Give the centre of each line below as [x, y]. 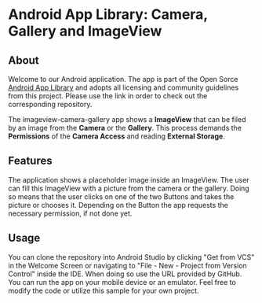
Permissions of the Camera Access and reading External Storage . [116, 136]
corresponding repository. [50, 104]
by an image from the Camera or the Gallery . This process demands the [125, 128]
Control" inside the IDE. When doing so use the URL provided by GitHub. [125, 274]
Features [30, 161]
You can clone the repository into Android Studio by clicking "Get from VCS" [131, 257]
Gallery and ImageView [85, 31]
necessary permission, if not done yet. [70, 213]
